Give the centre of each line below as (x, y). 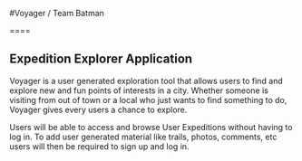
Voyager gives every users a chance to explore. (98, 109)
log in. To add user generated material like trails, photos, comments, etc (143, 137)
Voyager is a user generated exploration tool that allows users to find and (146, 80)
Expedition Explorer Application (101, 59)
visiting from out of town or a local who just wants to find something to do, (148, 99)
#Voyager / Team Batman (57, 13)
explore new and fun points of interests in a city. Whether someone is (139, 90)
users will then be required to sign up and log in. (99, 146)
